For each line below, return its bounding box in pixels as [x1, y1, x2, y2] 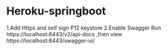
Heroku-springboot [6, 4, 107, 18]
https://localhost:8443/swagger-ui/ [6, 37, 95, 44]
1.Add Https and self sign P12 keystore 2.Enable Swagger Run [6, 24, 162, 31]
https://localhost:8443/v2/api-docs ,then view [6, 30, 123, 37]
